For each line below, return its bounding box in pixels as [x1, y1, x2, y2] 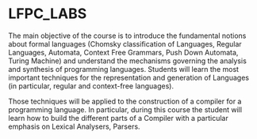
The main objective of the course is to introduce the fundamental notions [8, 31, 247, 40]
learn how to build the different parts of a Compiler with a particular [8, 113, 228, 122]
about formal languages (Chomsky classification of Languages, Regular [8, 39, 242, 48]
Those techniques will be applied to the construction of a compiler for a [8, 96, 242, 106]
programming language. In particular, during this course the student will [8, 104, 243, 115]
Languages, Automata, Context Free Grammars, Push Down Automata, [8, 47, 239, 57]
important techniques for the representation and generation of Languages [8, 73, 250, 82]
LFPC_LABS [8, 5, 87, 23]
